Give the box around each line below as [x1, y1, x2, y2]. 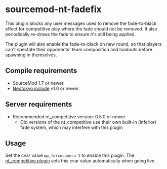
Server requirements [5, 100, 72, 109]
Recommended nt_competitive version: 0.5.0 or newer [12, 113, 126, 120]
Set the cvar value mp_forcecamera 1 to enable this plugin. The [5, 152, 135, 158]
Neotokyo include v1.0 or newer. [12, 85, 80, 91]
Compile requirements [5, 66, 77, 75]
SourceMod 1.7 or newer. [12, 80, 65, 86]
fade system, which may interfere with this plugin [20, 124, 123, 130]
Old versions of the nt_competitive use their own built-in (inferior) [20, 119, 157, 125]
